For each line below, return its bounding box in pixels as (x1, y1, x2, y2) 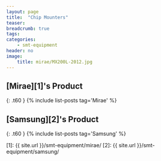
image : (6, 53, 23, 59)
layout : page (6, 8, 39, 15)
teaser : (6, 20, 26, 26)
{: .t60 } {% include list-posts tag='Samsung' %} (6, 130, 126, 138)
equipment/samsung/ (6, 148, 59, 156)
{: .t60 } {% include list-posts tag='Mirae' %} (6, 97, 117, 104)
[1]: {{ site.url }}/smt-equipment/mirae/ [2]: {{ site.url (6, 142, 136, 149)
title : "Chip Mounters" (6, 14, 68, 20)
